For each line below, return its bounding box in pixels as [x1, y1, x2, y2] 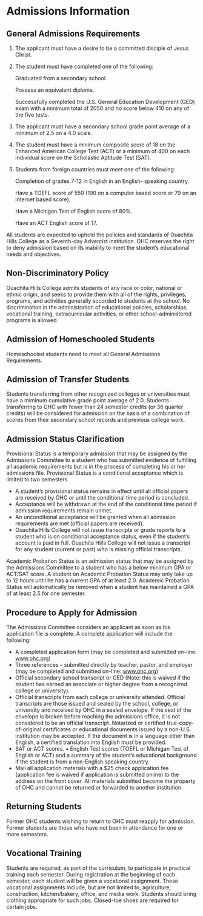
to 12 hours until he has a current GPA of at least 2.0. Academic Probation [6, 577, 190, 584]
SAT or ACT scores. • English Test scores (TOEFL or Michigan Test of [15, 745, 189, 752]
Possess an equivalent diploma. [15, 86, 95, 94]
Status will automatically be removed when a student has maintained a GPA [6, 584, 195, 591]
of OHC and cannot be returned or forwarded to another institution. [15, 784, 183, 791]
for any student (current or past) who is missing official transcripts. [15, 546, 182, 553]
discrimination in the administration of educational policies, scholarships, [6, 303, 188, 311]
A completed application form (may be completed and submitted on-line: [15, 649, 197, 656]
